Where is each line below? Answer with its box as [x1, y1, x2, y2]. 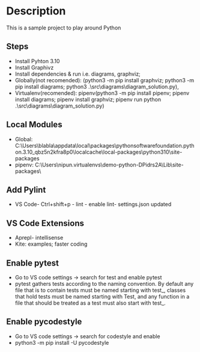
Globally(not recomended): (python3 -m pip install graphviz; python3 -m [14, 76, 194, 83]
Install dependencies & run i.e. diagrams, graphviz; [14, 70, 141, 77]
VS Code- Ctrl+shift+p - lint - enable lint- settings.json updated [14, 201, 172, 208]
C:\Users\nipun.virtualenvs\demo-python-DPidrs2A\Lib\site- [35, 161, 184, 168]
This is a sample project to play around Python [6, 24, 121, 31]
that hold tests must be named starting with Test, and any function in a [14, 293, 190, 300]
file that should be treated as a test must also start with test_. [14, 299, 166, 306]
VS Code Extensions [6, 218, 85, 228]
